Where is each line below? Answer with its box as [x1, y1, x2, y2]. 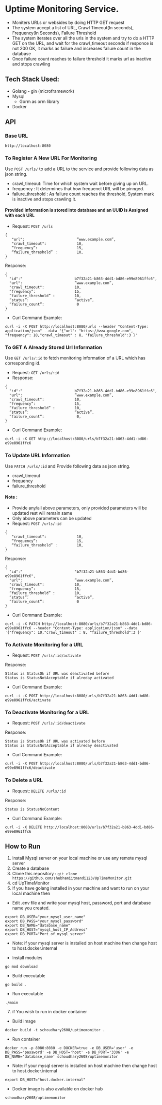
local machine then [12, 890, 50, 896]
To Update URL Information [5, 452, 70, 459]
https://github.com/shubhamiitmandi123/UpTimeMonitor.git [12, 876, 132, 881]
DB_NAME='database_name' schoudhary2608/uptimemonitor [5, 1054, 118, 1059]
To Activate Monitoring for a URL [5, 641, 83, 648]
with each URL [5, 212, 35, 218]
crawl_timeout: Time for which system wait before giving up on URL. [12, 181, 149, 186]
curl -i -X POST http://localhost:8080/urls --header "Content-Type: [5, 324, 149, 329]
